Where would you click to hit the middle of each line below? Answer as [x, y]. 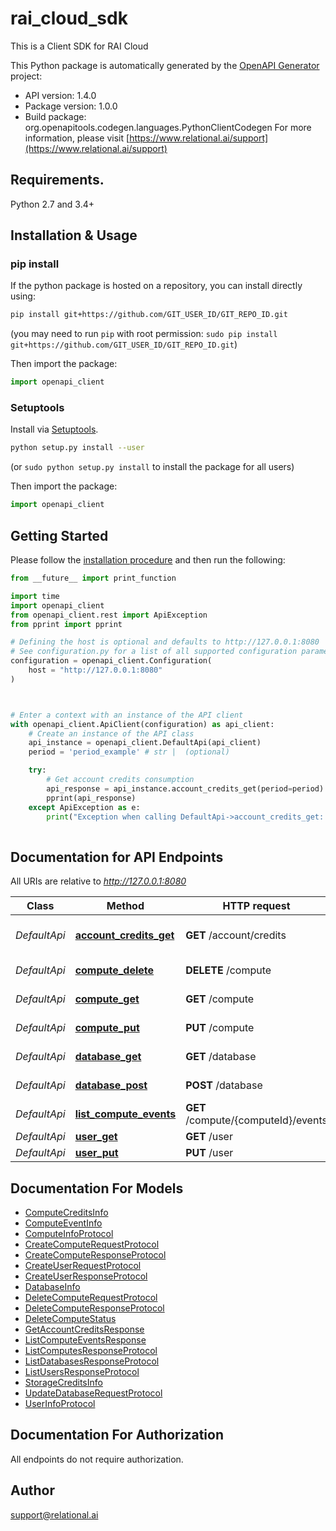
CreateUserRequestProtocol [83, 1265]
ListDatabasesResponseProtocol [92, 1361]
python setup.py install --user [77, 448]
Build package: [55, 116]
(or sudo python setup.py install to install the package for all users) [152, 467]
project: [26, 76]
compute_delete [114, 970]
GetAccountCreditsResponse [84, 1329]
